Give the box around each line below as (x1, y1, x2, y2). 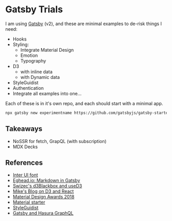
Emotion (20, 52, 38, 58)
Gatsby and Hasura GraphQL (12, 210, 74, 216)
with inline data (20, 68, 53, 75)
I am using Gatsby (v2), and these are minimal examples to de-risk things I (5, 21, 162, 27)
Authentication (12, 85, 44, 91)
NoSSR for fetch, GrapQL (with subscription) (12, 138, 106, 144)
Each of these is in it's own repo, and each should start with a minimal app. (5, 100, 163, 106)
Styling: (12, 41, 29, 47)
